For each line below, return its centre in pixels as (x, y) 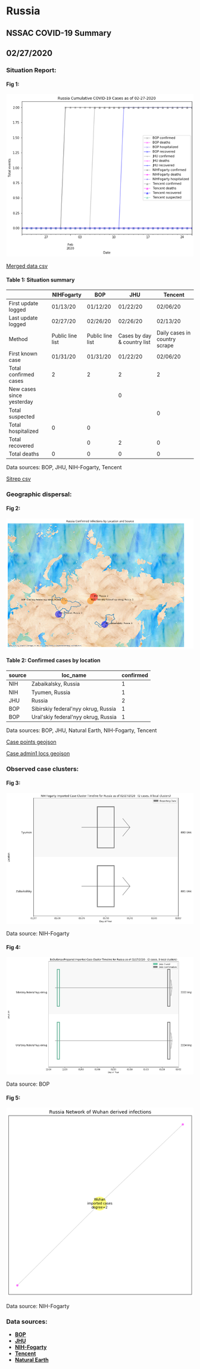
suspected (21, 416)
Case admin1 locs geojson (38, 753)
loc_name (74, 676)
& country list (134, 342)
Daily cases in (174, 333)
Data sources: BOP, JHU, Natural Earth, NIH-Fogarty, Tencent (82, 730)
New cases (22, 389)
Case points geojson (31, 742)
